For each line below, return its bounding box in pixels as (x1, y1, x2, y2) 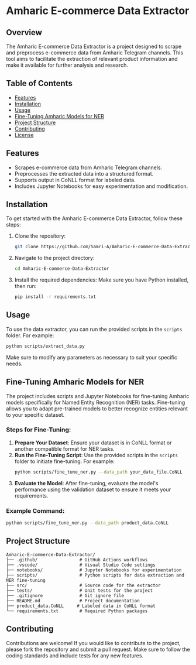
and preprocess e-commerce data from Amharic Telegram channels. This (6, 49, 183, 56)
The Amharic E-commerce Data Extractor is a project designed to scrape (6, 43, 182, 50)
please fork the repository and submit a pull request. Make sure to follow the (6, 646, 190, 653)
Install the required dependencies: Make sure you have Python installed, (14, 276, 189, 283)
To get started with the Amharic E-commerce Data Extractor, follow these (6, 215, 183, 222)
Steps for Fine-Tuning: (6, 426, 71, 434)
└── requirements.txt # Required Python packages (6, 608, 148, 614)
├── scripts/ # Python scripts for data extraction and (6, 572, 184, 578)
